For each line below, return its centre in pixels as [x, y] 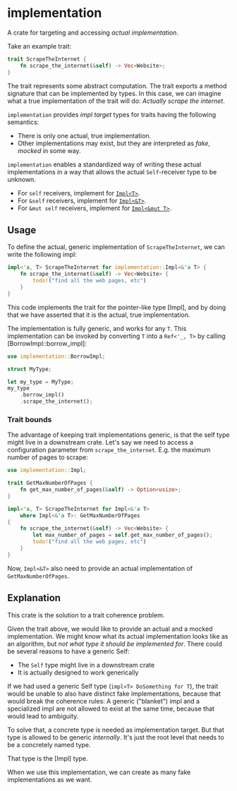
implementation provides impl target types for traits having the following [112, 114]
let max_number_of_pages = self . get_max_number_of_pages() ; [123, 535]
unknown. [22, 179]
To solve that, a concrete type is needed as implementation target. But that [116, 730]
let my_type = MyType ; [41, 382]
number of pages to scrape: [48, 457]
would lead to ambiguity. [43, 716]
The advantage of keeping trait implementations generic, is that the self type [119, 435]
